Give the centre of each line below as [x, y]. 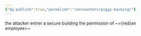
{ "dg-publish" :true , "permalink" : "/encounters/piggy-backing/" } [70, 9]
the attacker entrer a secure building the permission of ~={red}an [70, 23]
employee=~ [18, 28]
